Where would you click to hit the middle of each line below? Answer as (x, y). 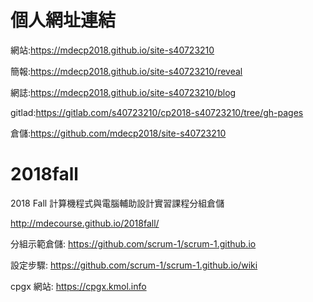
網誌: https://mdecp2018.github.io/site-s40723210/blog (123, 92)
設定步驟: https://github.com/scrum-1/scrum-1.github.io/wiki (134, 265)
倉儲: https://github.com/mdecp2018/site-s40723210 (118, 133)
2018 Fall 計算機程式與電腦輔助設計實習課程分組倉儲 (117, 203)
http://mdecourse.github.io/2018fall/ (85, 223)
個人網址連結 (63, 20)
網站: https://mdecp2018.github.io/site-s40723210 (112, 50)
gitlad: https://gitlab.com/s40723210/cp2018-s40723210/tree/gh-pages (157, 112)
